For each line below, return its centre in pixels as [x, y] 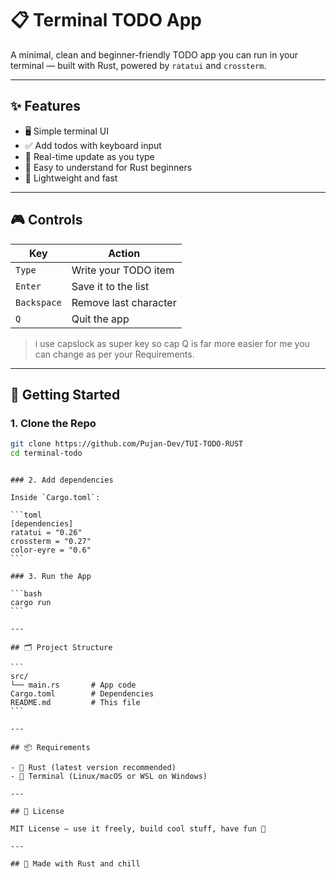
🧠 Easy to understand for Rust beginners [108, 167]
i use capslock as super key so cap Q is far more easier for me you [172, 343]
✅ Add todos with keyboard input [93, 145]
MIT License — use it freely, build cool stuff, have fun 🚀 [138, 829]
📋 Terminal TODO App [106, 20]
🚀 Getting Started [65, 394]
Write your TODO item [123, 270]
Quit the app [100, 319]
